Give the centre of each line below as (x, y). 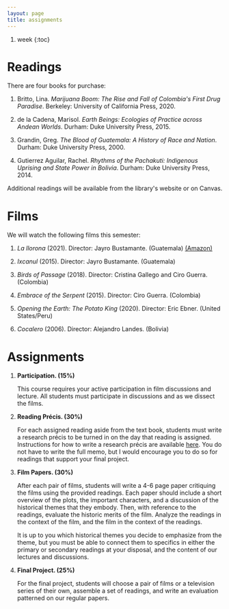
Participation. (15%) (46, 376)
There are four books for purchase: (56, 86)
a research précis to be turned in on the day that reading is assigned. (114, 437)
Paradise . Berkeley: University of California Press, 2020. (96, 106)
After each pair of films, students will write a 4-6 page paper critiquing (116, 486)
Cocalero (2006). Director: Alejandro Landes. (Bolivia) (93, 329)
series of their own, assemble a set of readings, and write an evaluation (118, 591)
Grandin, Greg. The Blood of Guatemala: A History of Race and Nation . (117, 140)
